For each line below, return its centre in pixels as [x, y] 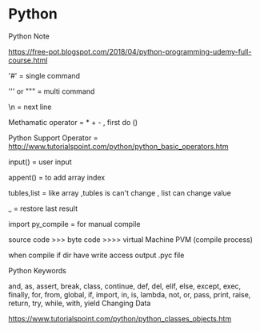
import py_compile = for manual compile [74, 224]
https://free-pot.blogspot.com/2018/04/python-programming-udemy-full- [130, 51]
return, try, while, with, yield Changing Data [80, 303]
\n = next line [30, 107]
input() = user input [40, 162]
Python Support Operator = [53, 138]
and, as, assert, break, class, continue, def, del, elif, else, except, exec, [125, 286]
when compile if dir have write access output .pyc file [96, 255]
